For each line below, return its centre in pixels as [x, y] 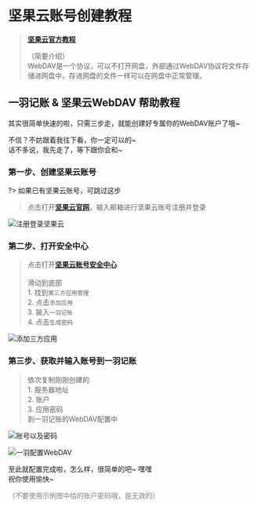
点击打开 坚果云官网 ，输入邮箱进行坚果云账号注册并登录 [116, 207]
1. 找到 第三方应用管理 [58, 293]
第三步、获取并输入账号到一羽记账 [72, 361]
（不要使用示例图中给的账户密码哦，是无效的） [83, 495]
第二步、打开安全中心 [48, 246]
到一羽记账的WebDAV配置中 [72, 419]
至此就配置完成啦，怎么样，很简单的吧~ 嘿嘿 [80, 469]
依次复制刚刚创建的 [58, 379]
